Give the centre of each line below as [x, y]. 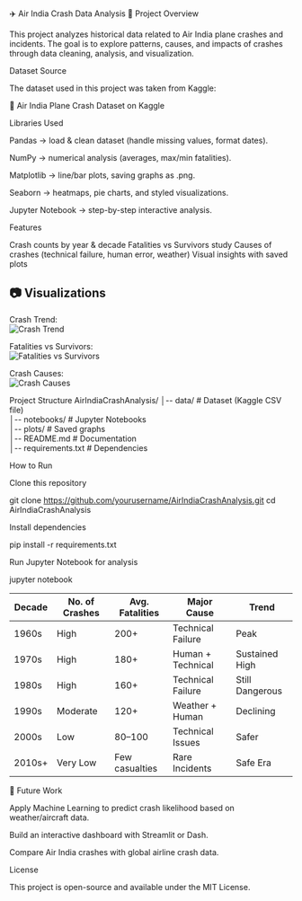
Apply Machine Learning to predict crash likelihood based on [122, 808]
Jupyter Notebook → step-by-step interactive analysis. [111, 210]
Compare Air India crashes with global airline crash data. [114, 852]
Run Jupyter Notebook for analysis [74, 561]
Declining [256, 711]
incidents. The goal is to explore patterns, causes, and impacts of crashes [146, 44]
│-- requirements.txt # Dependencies [79, 447]
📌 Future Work [36, 791]
